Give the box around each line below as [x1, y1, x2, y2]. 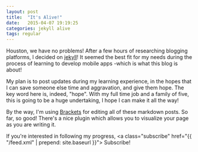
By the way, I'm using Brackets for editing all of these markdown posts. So [6, 108, 188, 116]
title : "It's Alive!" [6, 14, 62, 20]
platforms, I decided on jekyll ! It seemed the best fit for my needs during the [6, 54, 192, 61]
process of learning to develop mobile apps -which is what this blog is [6, 60, 178, 67]
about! [6, 66, 22, 73]
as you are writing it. [6, 121, 56, 128]
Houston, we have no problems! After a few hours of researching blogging [6, 47, 188, 54]
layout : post [6, 8, 39, 15]
